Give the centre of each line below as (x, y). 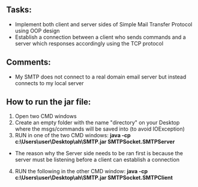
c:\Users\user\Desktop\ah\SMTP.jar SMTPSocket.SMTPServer (95, 142)
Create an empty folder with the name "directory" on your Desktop (97, 123)
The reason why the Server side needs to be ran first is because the (99, 153)
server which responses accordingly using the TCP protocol (89, 43)
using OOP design (37, 31)
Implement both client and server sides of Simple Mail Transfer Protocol (103, 24)
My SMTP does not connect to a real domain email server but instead (100, 77)
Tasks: (19, 10)
